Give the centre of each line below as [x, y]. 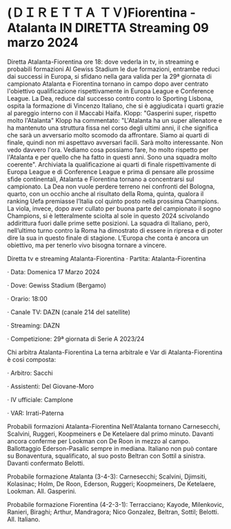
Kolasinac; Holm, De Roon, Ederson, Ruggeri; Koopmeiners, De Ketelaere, [111, 483]
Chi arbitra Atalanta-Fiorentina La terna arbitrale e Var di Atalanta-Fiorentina [115, 352]
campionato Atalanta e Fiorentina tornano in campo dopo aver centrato [108, 84]
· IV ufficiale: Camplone [40, 399]
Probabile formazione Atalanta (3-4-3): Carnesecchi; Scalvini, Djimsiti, [107, 477]
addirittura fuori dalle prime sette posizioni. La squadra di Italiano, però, [109, 223]
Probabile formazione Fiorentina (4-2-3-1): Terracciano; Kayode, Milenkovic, [115, 504]
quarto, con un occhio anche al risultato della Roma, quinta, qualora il [106, 193]
